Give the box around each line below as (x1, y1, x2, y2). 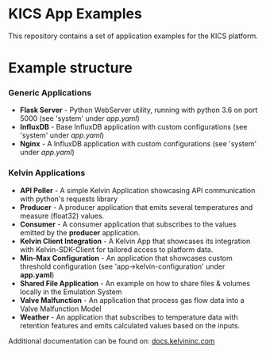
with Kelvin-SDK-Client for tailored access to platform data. (19, 244, 214, 254)
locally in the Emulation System (19, 287, 122, 297)
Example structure (8, 59, 133, 77)
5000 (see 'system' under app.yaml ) (19, 114, 141, 123)
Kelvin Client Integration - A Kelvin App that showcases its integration (19, 236, 251, 246)
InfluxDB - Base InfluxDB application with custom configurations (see (19, 122, 248, 132)
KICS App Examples (8, 5, 143, 23)
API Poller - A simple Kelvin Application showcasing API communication (19, 185, 256, 195)
